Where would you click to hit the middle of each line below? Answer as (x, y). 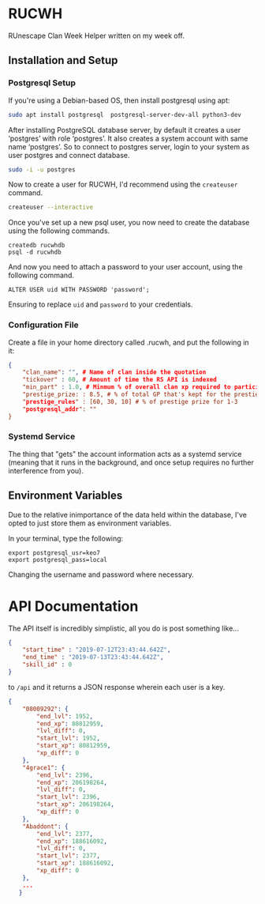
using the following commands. (59, 231)
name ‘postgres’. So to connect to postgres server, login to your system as (129, 146)
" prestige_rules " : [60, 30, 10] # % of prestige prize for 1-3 (130, 401)
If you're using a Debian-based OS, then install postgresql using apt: (119, 100)
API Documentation (73, 606)
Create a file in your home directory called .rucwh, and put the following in (129, 342)
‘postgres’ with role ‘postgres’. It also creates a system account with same (128, 138)
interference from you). (46, 470)
